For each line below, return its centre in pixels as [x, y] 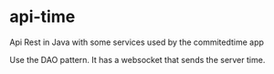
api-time [42, 17]
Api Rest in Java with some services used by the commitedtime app [137, 42]
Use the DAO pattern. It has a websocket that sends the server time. [137, 59]
